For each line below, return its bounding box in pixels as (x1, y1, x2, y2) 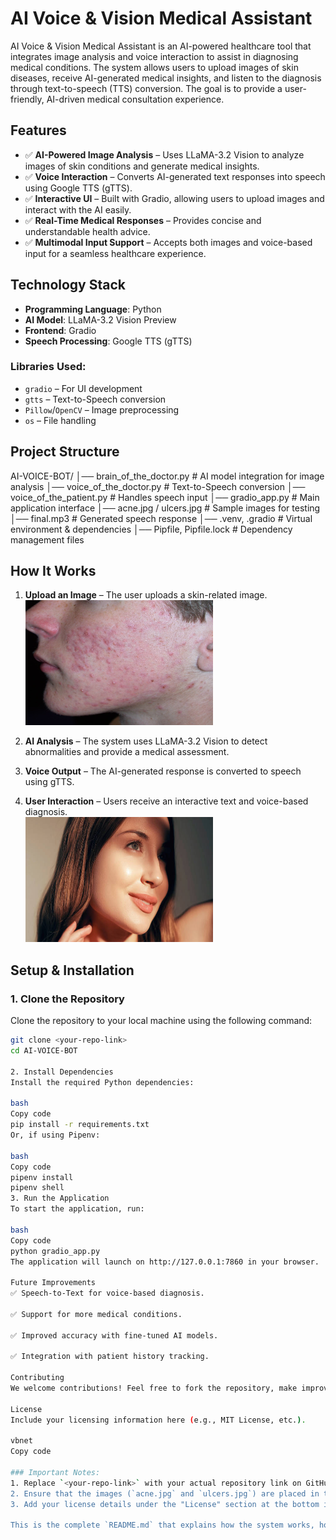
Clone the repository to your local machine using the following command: (10, 1015, 313, 1027)
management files (10, 533, 85, 546)
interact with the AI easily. (24, 203, 132, 216)
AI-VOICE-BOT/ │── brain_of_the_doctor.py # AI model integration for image (10, 470, 325, 482)
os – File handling (24, 414, 97, 426)
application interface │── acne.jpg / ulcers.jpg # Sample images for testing (10, 502, 321, 514)
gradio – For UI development (24, 382, 143, 394)
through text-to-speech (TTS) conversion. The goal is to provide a (10, 82, 283, 94)
